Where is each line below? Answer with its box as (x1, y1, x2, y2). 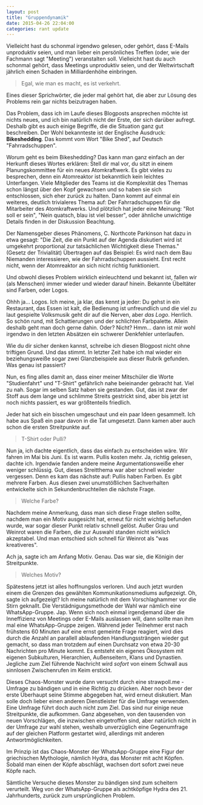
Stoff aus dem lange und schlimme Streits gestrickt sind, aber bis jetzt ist (6, 393, 189, 400)
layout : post (6, 8, 39, 15)
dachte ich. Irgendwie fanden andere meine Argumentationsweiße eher (6, 460, 184, 467)
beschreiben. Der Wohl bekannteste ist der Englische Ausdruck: (6, 129, 166, 136)
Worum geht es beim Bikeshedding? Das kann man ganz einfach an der (6, 154, 185, 161)
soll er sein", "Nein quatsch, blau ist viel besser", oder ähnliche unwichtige (6, 211, 192, 219)
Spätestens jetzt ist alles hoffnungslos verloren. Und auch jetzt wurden (6, 583, 184, 591)
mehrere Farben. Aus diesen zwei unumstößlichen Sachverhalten (6, 479, 170, 486)
